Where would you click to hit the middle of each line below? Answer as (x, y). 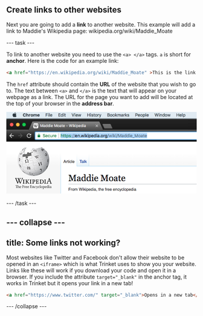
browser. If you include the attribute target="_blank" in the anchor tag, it (97, 277)
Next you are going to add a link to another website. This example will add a (101, 24)
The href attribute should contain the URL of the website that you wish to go (101, 84)
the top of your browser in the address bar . (60, 103)
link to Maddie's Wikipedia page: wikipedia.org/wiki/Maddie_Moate (90, 31)
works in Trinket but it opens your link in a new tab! (70, 283)
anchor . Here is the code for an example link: (63, 60)
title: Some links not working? (63, 243)
